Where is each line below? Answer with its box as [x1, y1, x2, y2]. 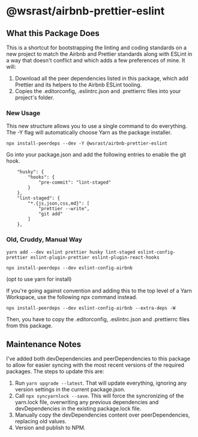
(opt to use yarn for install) [6, 275, 72, 283]
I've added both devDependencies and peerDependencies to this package [6, 355, 191, 363]
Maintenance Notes [6, 339, 82, 349]
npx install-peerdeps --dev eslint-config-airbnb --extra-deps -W [6, 305, 176, 311]
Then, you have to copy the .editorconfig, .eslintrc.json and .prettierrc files [6, 315, 190, 322]
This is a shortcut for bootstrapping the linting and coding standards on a [6, 44, 187, 51]
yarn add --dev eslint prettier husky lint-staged [6, 249, 136, 255]
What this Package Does [6, 28, 100, 38]
